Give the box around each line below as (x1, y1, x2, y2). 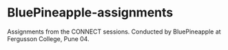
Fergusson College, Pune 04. (7, 34, 90, 42)
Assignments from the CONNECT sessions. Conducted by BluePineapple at (7, 27, 222, 36)
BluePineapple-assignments (7, 5, 174, 21)
